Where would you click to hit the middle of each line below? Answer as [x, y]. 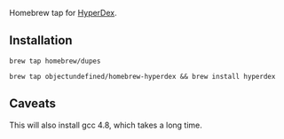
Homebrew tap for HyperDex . [63, 13]
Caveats [32, 104]
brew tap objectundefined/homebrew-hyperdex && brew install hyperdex [142, 76]
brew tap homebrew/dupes [55, 61]
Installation [41, 40]
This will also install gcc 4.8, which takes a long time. [106, 125]
